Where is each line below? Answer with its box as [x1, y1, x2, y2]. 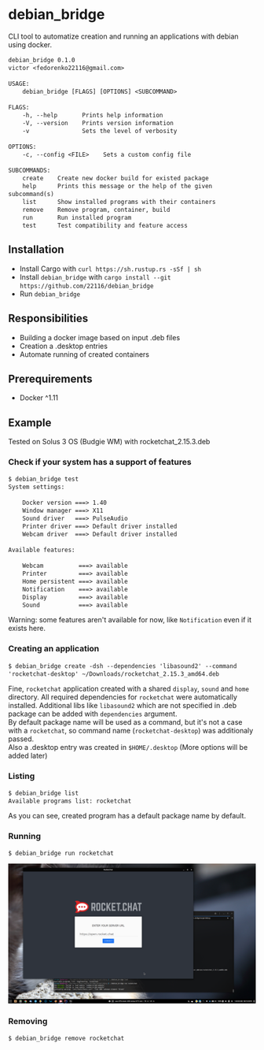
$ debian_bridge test [8, 475, 79, 484]
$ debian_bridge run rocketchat [8, 849, 114, 858]
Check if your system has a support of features [8, 457, 192, 468]
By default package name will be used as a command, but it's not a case [8, 717, 243, 726]
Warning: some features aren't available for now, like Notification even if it [8, 615, 252, 625]
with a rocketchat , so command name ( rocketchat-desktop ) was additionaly [8, 725, 254, 735]
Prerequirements [8, 372, 93, 385]
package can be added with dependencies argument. [8, 709, 178, 718]
